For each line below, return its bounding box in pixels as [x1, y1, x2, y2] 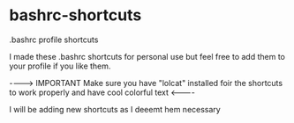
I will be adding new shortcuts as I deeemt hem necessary [9, 104, 221, 114]
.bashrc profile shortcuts [9, 34, 99, 45]
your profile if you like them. [9, 61, 111, 71]
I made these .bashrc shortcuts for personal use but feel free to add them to [9, 51, 285, 61]
